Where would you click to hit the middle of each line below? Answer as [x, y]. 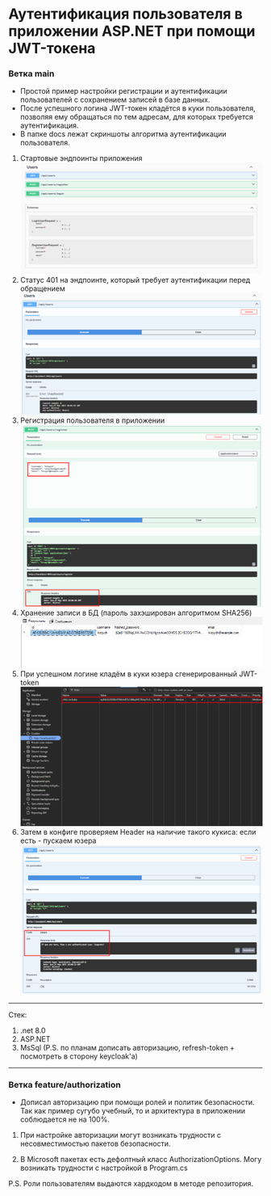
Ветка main [31, 74]
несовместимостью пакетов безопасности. [95, 1143]
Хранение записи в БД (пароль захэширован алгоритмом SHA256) [136, 613]
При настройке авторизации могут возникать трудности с [121, 1135]
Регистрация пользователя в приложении [92, 420]
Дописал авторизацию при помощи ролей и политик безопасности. [138, 1102]
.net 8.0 [33, 1030]
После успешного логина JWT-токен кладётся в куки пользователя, [138, 108]
